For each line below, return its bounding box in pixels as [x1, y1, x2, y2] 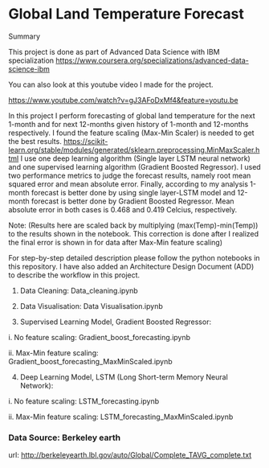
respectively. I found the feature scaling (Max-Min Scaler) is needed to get [8, 128, 255, 138]
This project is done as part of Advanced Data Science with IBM [8, 47, 220, 56]
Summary [8, 31, 41, 41]
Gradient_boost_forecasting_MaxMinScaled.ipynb [8, 356, 173, 366]
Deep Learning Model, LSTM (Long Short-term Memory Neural [19, 372, 229, 382]
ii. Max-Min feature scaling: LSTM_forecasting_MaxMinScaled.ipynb [8, 412, 234, 421]
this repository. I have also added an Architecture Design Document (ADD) [8, 261, 255, 271]
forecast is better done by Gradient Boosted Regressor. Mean [31, 196, 234, 206]
